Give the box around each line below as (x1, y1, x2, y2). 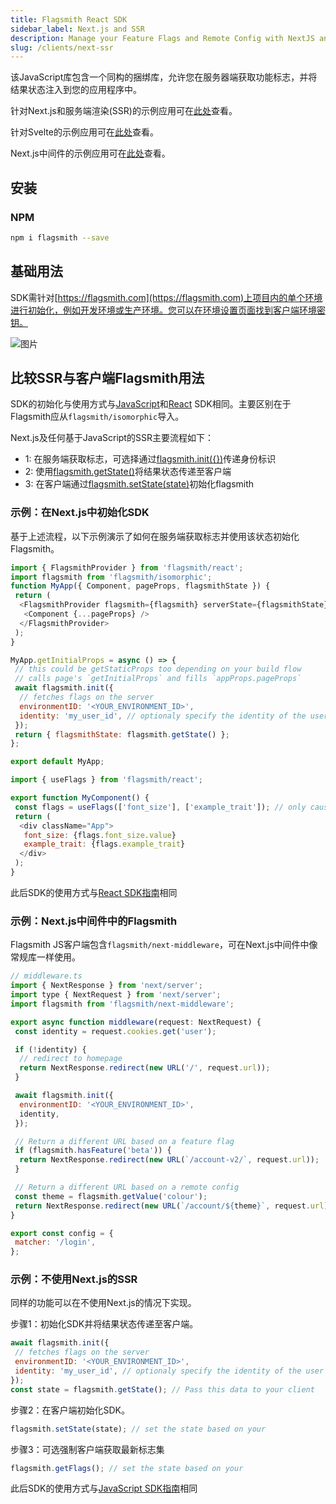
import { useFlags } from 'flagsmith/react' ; (10, 775, 203, 785)
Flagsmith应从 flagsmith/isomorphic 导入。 (10, 411, 185, 423)
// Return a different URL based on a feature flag (14, 1136, 235, 1146)
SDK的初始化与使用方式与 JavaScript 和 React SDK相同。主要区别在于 (10, 398, 292, 410)
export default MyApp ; (10, 757, 105, 767)
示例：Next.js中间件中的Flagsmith (10, 914, 178, 928)
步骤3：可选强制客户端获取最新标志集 (10, 1443, 165, 1455)
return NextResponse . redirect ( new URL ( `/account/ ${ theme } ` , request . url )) (14, 1201, 333, 1211)
